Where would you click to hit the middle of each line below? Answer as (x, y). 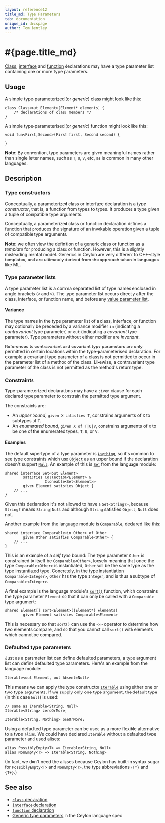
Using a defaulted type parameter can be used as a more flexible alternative (82, 728)
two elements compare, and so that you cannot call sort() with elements (79, 629)
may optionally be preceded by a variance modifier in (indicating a (73, 326)
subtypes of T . (27, 421)
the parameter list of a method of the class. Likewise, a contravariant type (80, 362)
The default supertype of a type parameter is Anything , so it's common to (80, 453)
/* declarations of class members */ (53, 112)
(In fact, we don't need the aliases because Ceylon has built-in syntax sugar (82, 761)
